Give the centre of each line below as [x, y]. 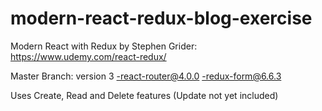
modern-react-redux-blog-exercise [161, 18]
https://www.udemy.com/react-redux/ [88, 56]
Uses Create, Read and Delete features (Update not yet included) [144, 95]
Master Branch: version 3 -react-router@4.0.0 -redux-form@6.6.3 [146, 76]
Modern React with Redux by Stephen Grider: [104, 46]
